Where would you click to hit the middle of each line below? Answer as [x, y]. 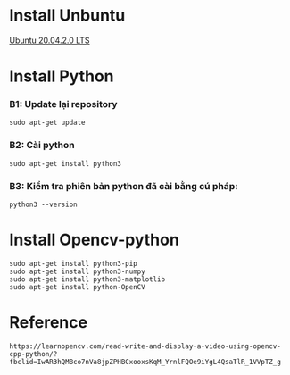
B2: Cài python [42, 146]
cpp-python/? [33, 354]
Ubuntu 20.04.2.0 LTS [50, 40]
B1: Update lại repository [63, 104]
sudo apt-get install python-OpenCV [77, 287]
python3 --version [43, 205]
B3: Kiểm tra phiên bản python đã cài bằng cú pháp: [124, 186]
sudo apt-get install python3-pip [74, 263]
